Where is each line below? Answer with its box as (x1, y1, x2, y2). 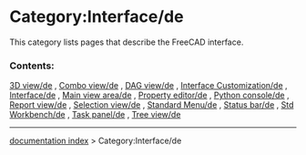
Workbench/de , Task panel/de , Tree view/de (9, 109, 181, 120)
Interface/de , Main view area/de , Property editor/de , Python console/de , (9, 89, 290, 101)
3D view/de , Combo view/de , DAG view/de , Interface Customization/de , (9, 80, 289, 91)
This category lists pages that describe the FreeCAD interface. (9, 36, 244, 47)
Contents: (9, 59, 55, 72)
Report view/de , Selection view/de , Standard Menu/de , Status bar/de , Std (9, 99, 294, 110)
